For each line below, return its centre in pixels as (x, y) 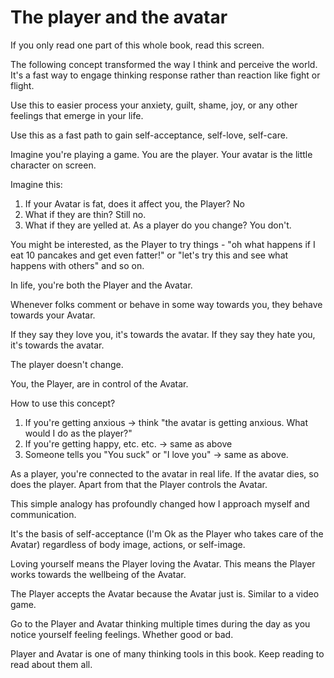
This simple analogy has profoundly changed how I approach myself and (160, 503)
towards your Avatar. (53, 315)
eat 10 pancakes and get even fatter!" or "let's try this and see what (149, 255)
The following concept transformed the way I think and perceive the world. (164, 64)
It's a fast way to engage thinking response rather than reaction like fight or (165, 75)
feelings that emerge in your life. (77, 115)
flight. (22, 85)
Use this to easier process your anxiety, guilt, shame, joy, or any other (154, 105)
